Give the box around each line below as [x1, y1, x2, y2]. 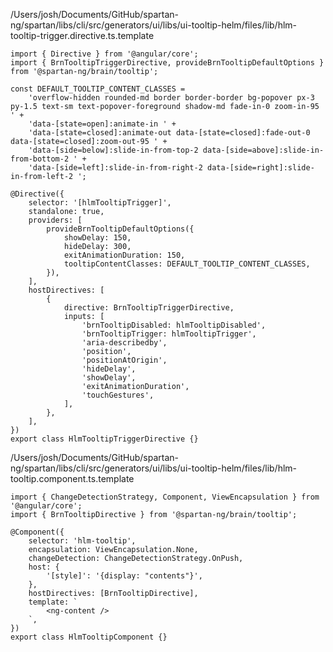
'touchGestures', [81, 390, 155, 400]
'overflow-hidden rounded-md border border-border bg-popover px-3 [28, 93, 315, 103]
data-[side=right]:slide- [206, 163, 315, 173]
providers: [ [28, 215, 83, 225]
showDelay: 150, [63, 233, 132, 243]
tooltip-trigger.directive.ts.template [10, 30, 155, 41]
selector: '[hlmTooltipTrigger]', [28, 198, 172, 208]
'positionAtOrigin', [81, 355, 168, 365]
